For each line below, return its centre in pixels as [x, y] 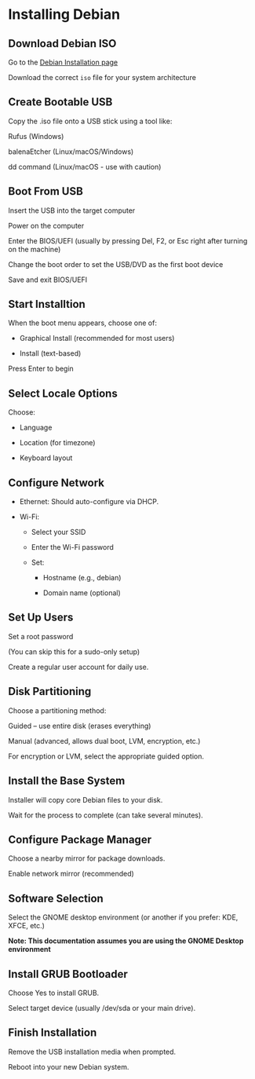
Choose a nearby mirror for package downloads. [87, 858]
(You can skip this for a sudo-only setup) [74, 651]
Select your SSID [58, 532]
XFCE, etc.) [27, 926]
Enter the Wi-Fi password [72, 547]
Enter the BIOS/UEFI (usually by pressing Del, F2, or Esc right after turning [128, 240]
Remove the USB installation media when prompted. [92, 1052]
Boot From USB [46, 191]
